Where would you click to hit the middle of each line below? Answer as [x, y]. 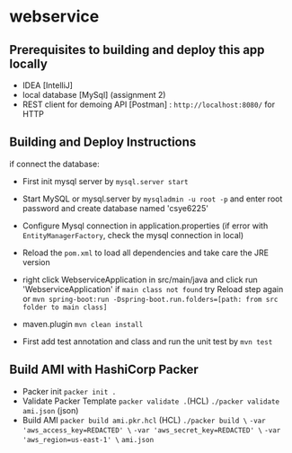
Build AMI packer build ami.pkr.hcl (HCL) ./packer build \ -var [144, 420]
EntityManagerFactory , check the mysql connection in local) [133, 235]
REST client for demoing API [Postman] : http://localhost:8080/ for [149, 104]
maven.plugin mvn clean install [83, 324]
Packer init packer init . [69, 391]
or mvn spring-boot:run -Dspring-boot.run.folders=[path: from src [150, 298]
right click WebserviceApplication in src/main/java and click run [140, 280]
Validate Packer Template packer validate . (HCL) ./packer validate [151, 401]
